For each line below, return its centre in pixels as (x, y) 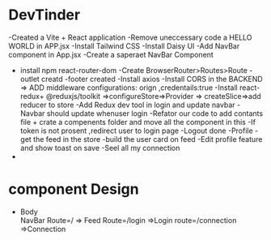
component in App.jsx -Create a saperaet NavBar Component (111, 54)
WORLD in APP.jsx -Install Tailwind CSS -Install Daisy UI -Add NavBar (124, 45)
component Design (74, 189)
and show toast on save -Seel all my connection (100, 148)
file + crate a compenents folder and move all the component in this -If (138, 122)
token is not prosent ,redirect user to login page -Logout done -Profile (136, 131)
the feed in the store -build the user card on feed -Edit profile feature (148, 139)
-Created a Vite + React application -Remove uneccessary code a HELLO (130, 37)
